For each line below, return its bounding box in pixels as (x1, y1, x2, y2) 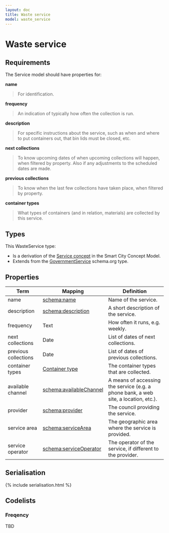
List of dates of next (108, 333, 155, 340)
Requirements (5, 58, 50, 67)
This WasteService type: (5, 243, 56, 249)
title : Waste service (5, 12, 51, 17)
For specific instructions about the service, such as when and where (17, 130, 160, 136)
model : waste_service (5, 17, 51, 22)
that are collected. (108, 369, 151, 375)
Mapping (62, 288, 84, 295)
